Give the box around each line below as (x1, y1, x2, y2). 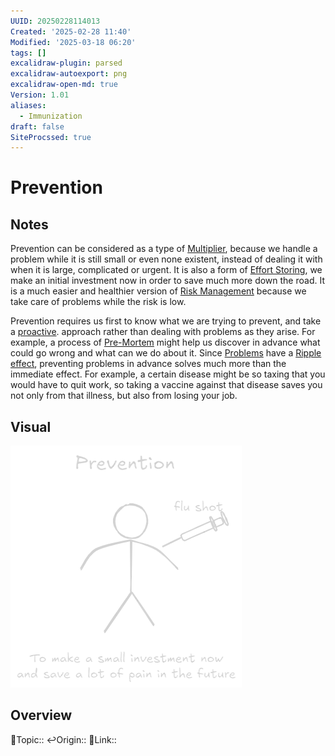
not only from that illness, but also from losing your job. (10, 390, 238, 402)
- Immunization (19, 111, 83, 121)
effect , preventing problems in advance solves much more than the (10, 358, 287, 370)
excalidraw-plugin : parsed (10, 58, 123, 69)
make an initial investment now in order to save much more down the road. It (10, 275, 325, 287)
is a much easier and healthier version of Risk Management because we (10, 285, 307, 297)
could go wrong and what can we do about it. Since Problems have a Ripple (10, 347, 322, 359)
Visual (10, 418, 52, 435)
